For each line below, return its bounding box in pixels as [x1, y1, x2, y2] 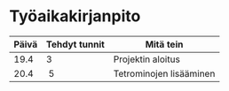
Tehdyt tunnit [45, 38, 105, 50]
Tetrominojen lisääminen [113, 67, 216, 80]
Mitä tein [145, 38, 184, 50]
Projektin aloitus [113, 53, 180, 65]
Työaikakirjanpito [9, 6, 141, 27]
